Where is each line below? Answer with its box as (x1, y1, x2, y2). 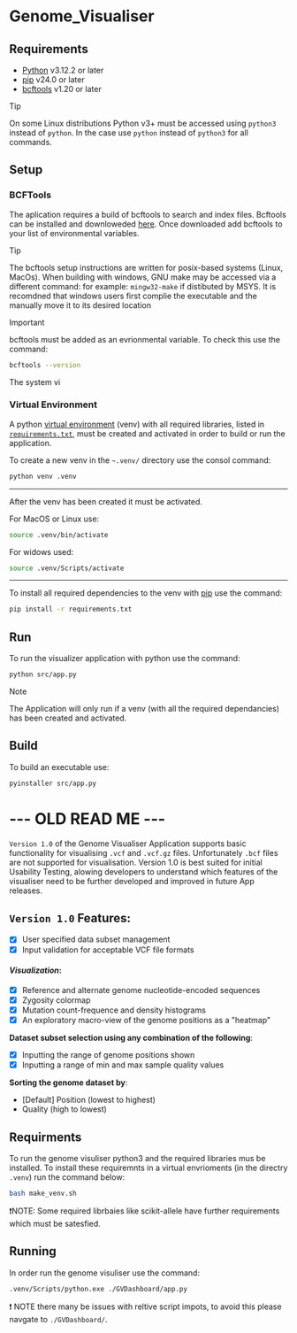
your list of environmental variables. (9, 227, 140, 238)
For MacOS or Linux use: (9, 513, 100, 524)
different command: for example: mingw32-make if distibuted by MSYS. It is (9, 281, 277, 291)
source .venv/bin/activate (9, 530, 109, 539)
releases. (9, 885, 42, 896)
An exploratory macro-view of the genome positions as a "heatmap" (21, 1015, 271, 1025)
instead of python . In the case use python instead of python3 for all (9, 127, 249, 138)
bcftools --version (9, 360, 81, 369)
